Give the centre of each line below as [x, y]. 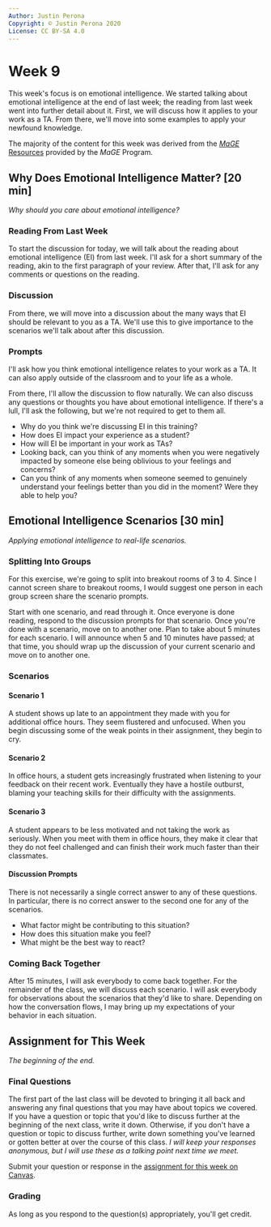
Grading [25, 1196]
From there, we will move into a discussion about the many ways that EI [127, 313]
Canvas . [22, 1175]
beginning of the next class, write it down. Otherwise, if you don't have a [129, 1125]
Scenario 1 [26, 695]
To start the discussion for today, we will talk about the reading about [123, 249]
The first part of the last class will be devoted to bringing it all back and [127, 1099]
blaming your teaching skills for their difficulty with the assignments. [122, 793]
